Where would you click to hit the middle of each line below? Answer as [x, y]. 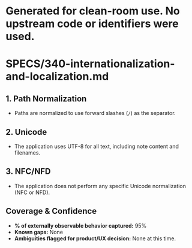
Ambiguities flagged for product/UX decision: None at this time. [95, 238]
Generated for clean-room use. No [93, 11]
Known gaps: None [39, 232]
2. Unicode [26, 132]
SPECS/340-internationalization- [90, 64]
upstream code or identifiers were [92, 24]
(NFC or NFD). [32, 192]
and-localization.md [57, 77]
